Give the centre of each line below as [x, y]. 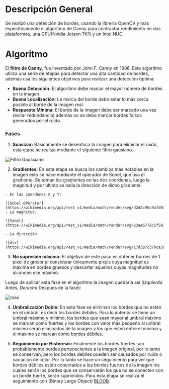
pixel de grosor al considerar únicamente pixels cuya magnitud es [81, 262]
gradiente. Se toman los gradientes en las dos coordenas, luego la [81, 180]
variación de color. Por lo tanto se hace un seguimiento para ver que [83, 360]
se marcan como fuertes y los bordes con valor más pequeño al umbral [87, 323]
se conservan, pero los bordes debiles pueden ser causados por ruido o [87, 354]
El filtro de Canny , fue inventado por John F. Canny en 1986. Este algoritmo [83, 68]
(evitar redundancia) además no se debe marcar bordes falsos [77, 115]
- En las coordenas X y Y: [33, 194]
